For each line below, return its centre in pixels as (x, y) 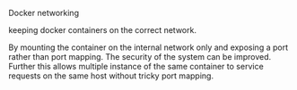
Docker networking (44, 13)
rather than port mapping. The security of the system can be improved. (140, 57)
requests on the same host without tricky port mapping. (111, 76)
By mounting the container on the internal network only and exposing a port (148, 47)
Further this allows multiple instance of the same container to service (136, 66)
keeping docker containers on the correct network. (102, 30)
